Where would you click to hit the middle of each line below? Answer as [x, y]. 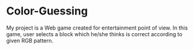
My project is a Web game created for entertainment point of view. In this [97, 28]
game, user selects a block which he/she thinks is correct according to [94, 34]
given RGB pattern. [30, 40]
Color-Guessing [47, 11]
